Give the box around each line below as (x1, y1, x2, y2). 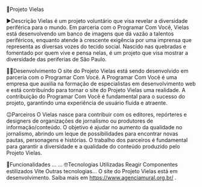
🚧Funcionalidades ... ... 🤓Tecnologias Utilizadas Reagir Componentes (6, 161, 178, 168)
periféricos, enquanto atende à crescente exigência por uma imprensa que (6, 37, 192, 43)
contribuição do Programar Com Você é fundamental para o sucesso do (6, 93, 185, 100)
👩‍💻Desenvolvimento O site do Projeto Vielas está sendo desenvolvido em (6, 67, 189, 75)
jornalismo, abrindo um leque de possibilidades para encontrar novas (6, 130, 178, 137)
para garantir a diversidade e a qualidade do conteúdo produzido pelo (6, 143, 180, 150)
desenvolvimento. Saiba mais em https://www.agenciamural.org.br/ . (6, 174, 177, 181)
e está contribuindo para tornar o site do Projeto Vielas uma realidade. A (6, 87, 186, 93)
